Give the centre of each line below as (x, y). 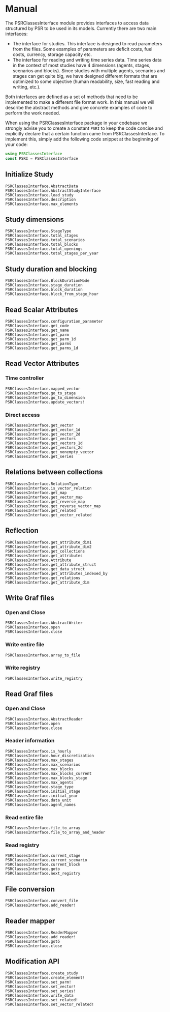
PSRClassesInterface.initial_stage (43, 791)
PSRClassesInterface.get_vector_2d (43, 434)
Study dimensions (35, 219)
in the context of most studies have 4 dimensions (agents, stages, (81, 65)
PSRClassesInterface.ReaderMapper (42, 933)
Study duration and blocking (51, 269)
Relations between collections (54, 472)
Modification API (32, 961)
